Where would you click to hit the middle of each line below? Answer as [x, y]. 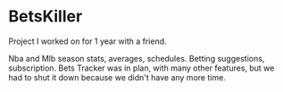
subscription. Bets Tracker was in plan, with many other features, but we [141, 68]
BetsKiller [46, 17]
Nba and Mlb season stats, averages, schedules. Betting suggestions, [137, 58]
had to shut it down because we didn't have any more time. [117, 77]
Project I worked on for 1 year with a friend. [87, 41]
